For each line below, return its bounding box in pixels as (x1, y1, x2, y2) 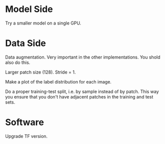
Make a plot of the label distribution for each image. (5, 78, 111, 84)
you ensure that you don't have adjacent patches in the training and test (5, 93, 153, 99)
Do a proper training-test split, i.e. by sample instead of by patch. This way (5, 88, 159, 94)
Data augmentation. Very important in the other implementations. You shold (5, 54, 160, 60)
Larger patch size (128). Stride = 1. (5, 69, 76, 75)
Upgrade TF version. (5, 133, 48, 139)
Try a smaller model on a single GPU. (5, 20, 81, 26)
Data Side (5, 37, 46, 49)
